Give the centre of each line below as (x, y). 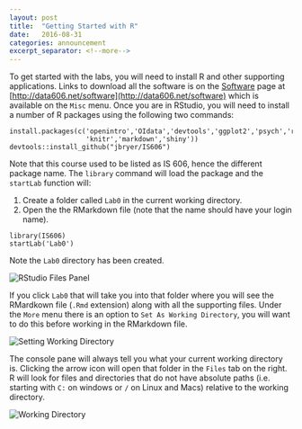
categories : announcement (58, 43)
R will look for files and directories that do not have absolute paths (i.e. (140, 378)
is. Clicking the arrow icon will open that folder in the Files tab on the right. (148, 369)
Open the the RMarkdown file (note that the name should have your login (157, 210)
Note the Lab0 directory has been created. (87, 261)
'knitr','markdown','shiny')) (142, 139)
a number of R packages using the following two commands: (122, 115)
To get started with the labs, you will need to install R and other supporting (147, 76)
